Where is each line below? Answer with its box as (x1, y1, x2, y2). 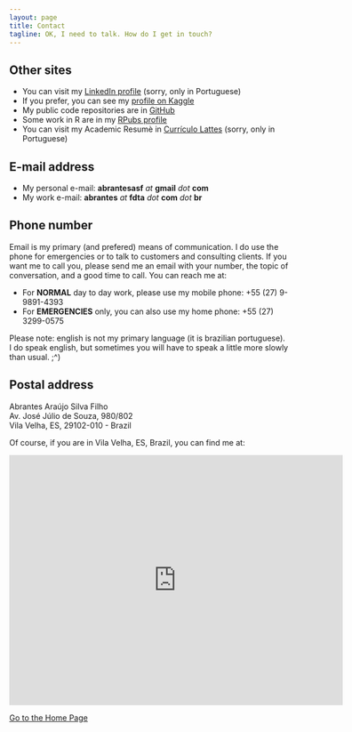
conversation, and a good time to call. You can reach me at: (9, 269, 228, 280)
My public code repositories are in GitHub (21, 105, 175, 116)
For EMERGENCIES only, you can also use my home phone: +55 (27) (21, 306, 274, 317)
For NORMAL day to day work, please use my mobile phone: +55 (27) (21, 286, 278, 298)
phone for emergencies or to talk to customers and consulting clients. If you (9, 251, 287, 261)
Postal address (9, 377, 94, 392)
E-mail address (9, 159, 95, 174)
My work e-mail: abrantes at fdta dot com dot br (21, 192, 203, 203)
